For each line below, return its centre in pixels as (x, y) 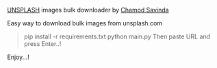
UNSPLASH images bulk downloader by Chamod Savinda (88, 10)
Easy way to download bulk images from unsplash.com (85, 23)
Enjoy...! (18, 57)
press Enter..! (42, 44)
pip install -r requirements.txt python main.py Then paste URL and (117, 36)
